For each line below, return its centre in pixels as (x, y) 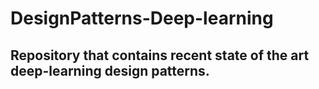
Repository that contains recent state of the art (160, 55)
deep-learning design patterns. (110, 70)
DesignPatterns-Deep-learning (142, 18)
